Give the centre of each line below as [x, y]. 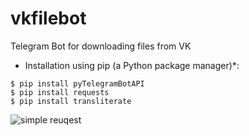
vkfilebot [48, 18]
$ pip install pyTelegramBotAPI [77, 83]
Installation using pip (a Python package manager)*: [132, 65]
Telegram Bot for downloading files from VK [101, 46]
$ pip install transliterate [71, 101]
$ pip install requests [60, 92]
